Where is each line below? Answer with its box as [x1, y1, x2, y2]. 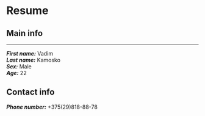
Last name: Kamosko [6, 56, 61, 63]
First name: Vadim [6, 50, 54, 57]
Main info [6, 28, 43, 38]
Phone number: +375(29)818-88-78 [6, 103, 98, 111]
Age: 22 [6, 70, 27, 76]
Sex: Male [6, 63, 32, 70]
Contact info [6, 87, 55, 98]
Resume [6, 4, 49, 18]
